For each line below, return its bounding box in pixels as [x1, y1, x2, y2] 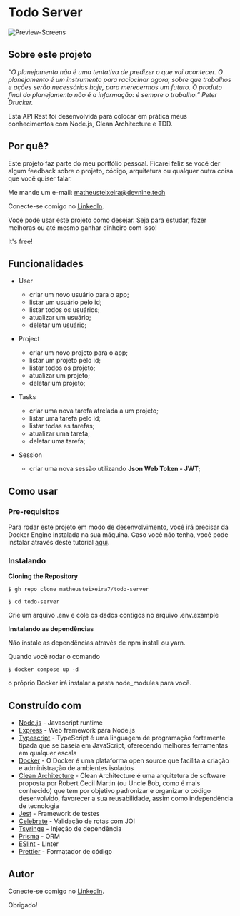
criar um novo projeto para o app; [29, 348, 128, 357]
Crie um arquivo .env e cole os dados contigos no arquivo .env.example [8, 611, 219, 620]
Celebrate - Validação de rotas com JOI [18, 817, 135, 825]
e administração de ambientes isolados [18, 764, 134, 772]
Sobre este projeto [8, 49, 92, 61]
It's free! [8, 237, 33, 246]
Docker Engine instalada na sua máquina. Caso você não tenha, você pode [8, 530, 229, 539]
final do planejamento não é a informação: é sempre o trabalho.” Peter [8, 90, 217, 99]
